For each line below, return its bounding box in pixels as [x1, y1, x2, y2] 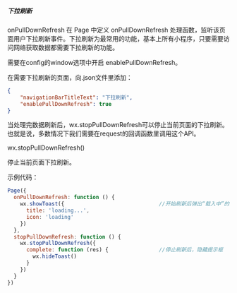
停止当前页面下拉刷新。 [7, 158, 75, 167]
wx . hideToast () [32, 253, 78, 261]
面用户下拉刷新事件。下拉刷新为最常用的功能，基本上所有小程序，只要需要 [7, 34, 224, 42]
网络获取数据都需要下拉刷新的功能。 [13, 43, 119, 52]
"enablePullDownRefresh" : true [20, 100, 112, 107]
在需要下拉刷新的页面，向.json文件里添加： [7, 73, 133, 81]
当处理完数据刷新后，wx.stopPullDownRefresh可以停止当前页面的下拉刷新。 [7, 121, 229, 129]
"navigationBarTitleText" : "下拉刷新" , [20, 94, 133, 101]
